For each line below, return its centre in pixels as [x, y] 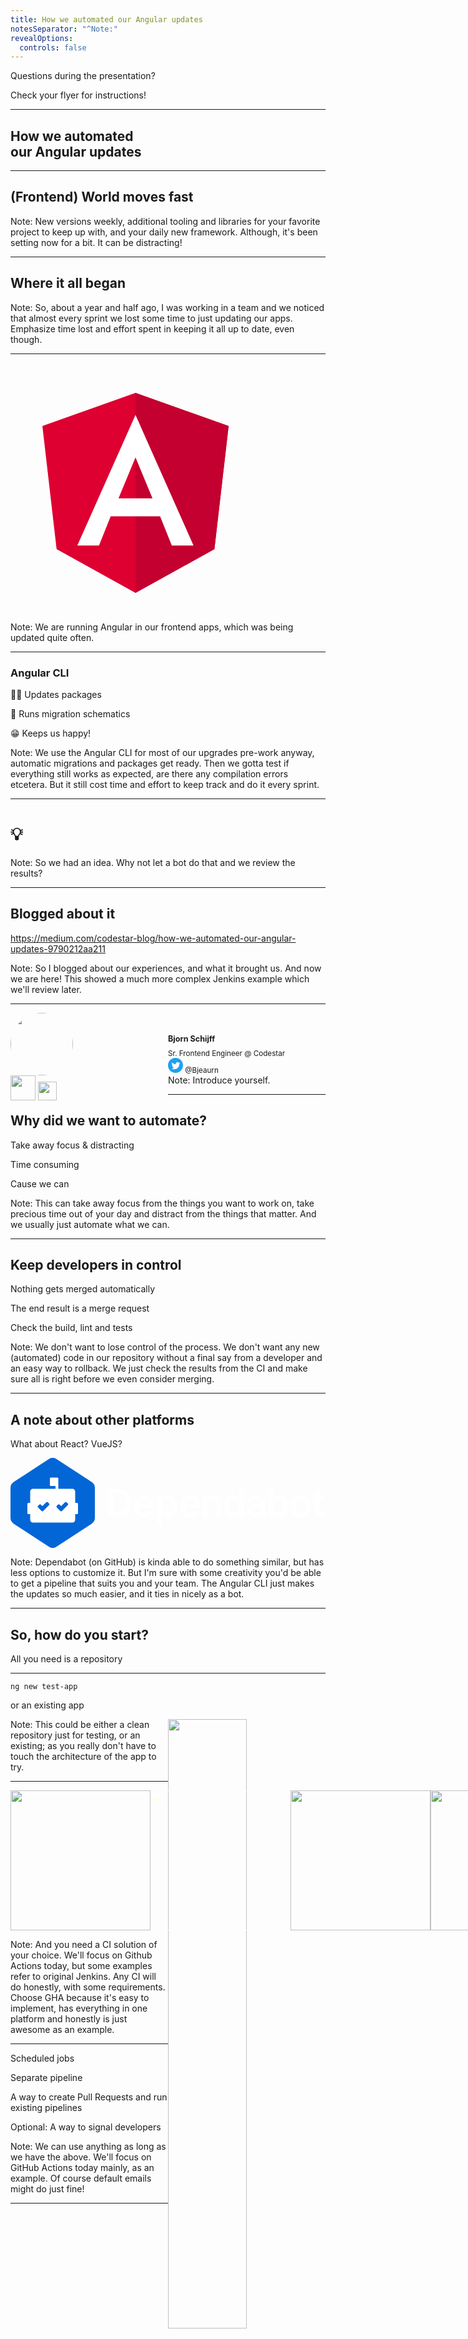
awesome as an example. [62, 2030]
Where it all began [68, 283]
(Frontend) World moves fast [102, 197]
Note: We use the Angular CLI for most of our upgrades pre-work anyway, [162, 752]
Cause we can [40, 1183]
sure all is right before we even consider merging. [112, 1379]
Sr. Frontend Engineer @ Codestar [227, 1053]
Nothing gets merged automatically [83, 1289]
